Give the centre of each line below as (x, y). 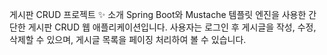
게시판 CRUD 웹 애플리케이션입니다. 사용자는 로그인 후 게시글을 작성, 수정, (172, 27)
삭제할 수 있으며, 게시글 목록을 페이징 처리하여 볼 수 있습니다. (128, 39)
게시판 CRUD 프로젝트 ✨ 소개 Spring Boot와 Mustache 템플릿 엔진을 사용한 (158, 14)
